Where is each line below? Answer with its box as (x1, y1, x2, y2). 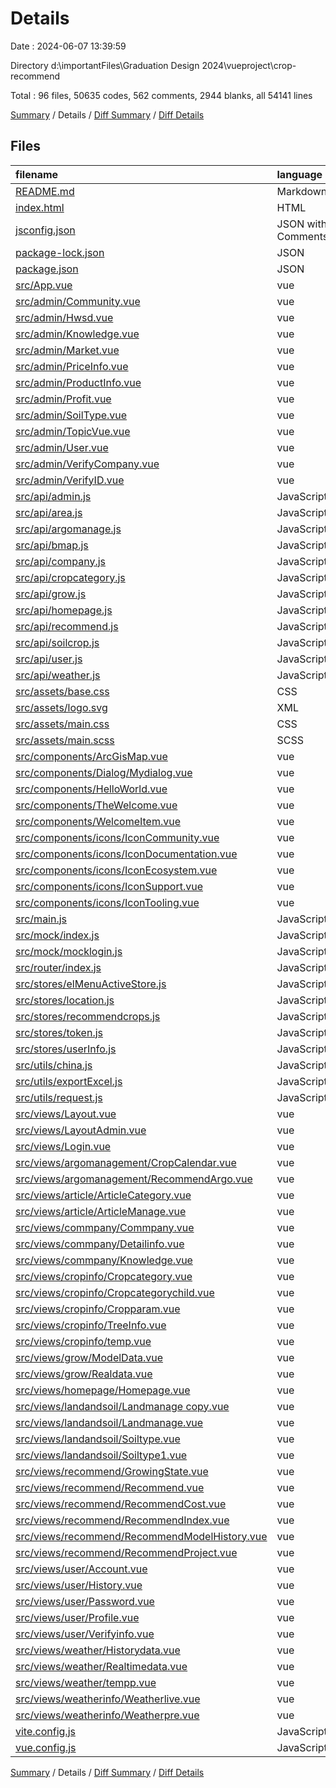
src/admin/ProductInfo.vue (15, 375, 142, 389)
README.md (15, 184, 75, 198)
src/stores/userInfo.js (15, 1042, 117, 1056)
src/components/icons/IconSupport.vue (15, 879, 204, 893)
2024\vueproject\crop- (201, 59, 297, 71)
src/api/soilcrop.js (15, 635, 100, 649)
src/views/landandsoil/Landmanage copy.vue (15, 1399, 230, 1413)
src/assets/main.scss (15, 733, 115, 747)
